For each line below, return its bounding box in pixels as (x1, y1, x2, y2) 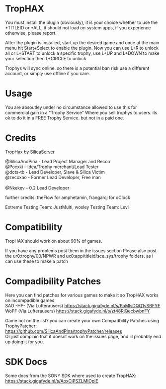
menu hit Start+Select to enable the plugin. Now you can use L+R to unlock (5, 45, 159, 51)
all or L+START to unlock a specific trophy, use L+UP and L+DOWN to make (5, 50, 160, 56)
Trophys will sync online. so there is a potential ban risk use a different (5, 65, 150, 71)
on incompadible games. (5, 297, 56, 303)
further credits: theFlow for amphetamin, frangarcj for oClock (5, 194, 131, 200)
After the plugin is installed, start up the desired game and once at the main (5, 39, 160, 45)
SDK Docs (5, 356, 47, 367)
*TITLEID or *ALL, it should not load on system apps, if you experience (5, 24, 151, 30)
